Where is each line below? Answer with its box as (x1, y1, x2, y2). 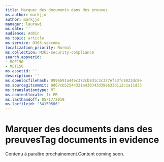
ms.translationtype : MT (5, 87, 56, 93)
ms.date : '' (5, 26, 30, 31)
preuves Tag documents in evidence (5, 134, 159, 146)
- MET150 (5, 64, 24, 69)
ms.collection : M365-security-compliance (5, 50, 94, 55)
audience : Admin (5, 31, 40, 36)
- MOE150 (5, 59, 24, 64)
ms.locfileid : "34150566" (5, 102, 60, 107)
